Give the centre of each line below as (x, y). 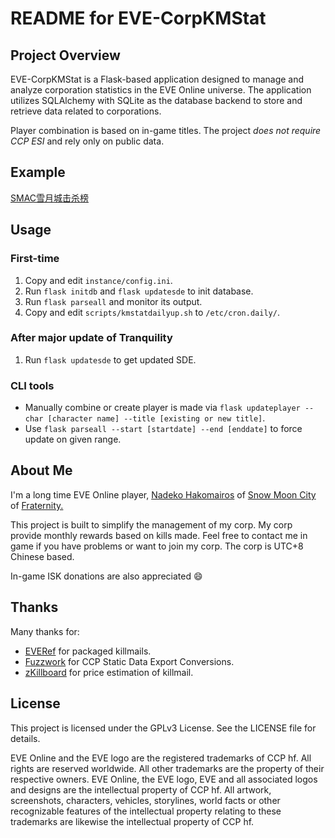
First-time (35, 259)
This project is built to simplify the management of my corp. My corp (151, 524)
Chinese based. (42, 556)
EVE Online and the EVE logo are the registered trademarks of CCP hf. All (161, 758)
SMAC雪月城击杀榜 (50, 198)
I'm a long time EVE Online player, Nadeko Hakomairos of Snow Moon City (163, 494)
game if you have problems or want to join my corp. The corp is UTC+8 (157, 546)
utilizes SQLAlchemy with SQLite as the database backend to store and (156, 100)
